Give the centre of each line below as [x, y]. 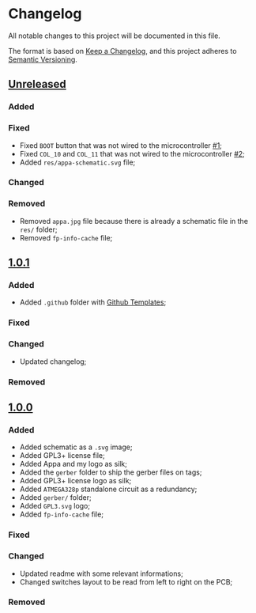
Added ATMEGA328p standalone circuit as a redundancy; [108, 489]
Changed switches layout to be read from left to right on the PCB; [126, 581]
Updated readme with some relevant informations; [101, 573]
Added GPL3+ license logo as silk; [75, 481]
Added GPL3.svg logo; [55, 506]
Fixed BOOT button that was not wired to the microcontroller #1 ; [121, 145]
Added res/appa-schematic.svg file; [77, 162]
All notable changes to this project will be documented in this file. [115, 36]
